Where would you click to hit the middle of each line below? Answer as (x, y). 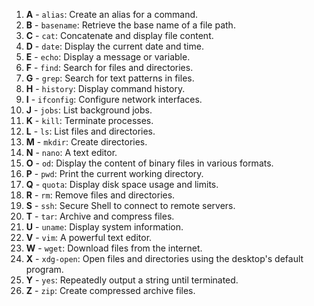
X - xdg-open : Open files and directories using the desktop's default (164, 258)
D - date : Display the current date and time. (114, 46)
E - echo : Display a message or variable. (108, 57)
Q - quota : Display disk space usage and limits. (122, 184)
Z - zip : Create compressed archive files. (110, 290)
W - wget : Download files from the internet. (114, 248)
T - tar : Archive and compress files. (100, 216)
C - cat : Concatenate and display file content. (119, 35)
